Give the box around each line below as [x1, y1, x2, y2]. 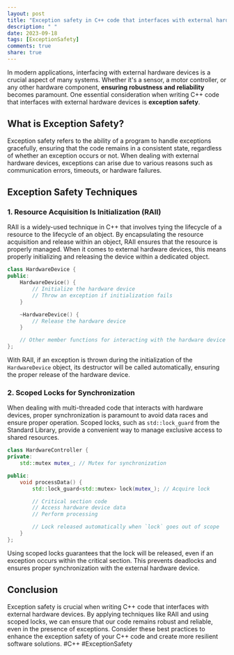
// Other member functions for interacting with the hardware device [19, 337, 226, 344]
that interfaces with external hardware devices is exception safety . [7, 98, 201, 106]
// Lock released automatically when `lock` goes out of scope [32, 523, 219, 530]
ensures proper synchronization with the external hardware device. [7, 564, 200, 572]
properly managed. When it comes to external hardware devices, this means [7, 245, 226, 254]
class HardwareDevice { [7, 266, 77, 273]
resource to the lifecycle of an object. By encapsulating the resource [7, 231, 204, 239]
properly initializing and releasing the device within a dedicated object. [7, 252, 210, 261]
